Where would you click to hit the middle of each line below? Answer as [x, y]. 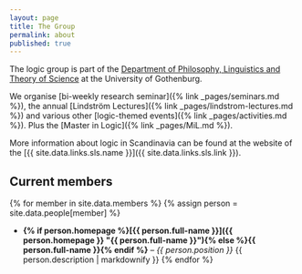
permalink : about [42, 35]
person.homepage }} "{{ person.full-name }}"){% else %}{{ [139, 240]
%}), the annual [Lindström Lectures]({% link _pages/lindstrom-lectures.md [151, 107]
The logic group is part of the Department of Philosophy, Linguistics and [145, 69]
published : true [40, 43]
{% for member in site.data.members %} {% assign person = [124, 203]
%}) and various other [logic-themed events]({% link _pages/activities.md [148, 116]
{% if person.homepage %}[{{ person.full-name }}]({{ [127, 231]
